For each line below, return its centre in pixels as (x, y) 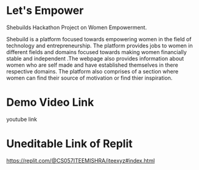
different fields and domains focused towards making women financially (96, 52)
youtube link (22, 119)
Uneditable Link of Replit (69, 144)
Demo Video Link (50, 102)
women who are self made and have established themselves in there (92, 65)
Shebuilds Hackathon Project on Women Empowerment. (77, 27)
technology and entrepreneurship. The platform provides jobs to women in (100, 46)
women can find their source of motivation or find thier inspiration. (89, 78)
